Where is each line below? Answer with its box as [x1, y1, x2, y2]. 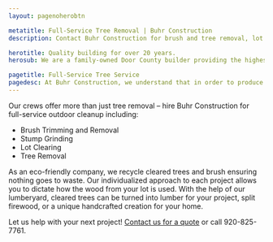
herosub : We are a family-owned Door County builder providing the [8, 56, 242, 65]
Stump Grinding [19, 133, 73, 143]
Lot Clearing [19, 142, 63, 152]
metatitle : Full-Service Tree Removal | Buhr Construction [8, 26, 213, 35]
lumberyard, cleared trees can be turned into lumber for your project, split [8, 192, 256, 202]
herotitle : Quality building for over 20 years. [8, 49, 176, 57]
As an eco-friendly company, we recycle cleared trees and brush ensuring [8, 166, 258, 176]
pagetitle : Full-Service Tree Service [8, 71, 140, 80]
